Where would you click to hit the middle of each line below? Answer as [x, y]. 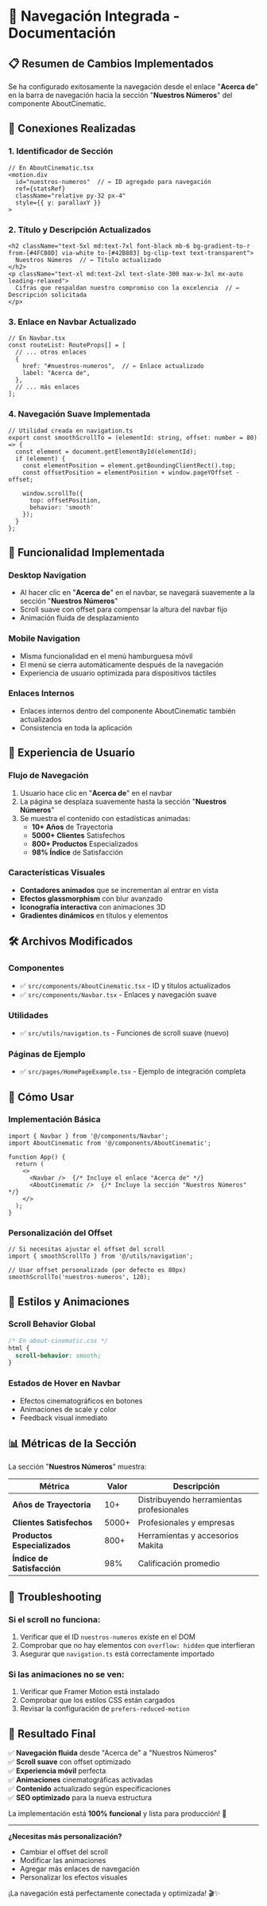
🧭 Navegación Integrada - [94, 16]
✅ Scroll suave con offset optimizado [70, 1762]
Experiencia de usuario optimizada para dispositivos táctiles [118, 673]
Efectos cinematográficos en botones [81, 1400]
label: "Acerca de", [56, 374]
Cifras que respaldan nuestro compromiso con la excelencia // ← [128, 288]
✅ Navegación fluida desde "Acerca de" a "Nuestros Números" [112, 1753]
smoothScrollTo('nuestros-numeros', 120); [79, 1278]
